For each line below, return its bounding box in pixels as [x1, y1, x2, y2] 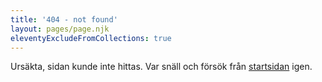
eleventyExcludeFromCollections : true [10, 33, 172, 43]
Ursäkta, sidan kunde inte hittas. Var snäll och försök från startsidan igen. [10, 61, 313, 73]
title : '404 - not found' [10, 14, 118, 25]
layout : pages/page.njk [10, 24, 110, 34]
